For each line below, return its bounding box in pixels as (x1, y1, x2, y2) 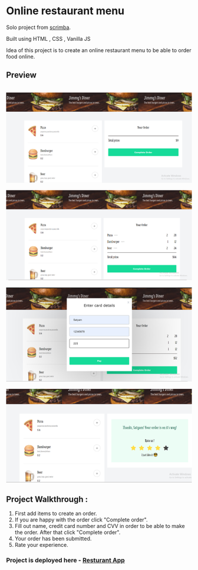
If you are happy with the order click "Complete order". (14, 516, 148, 523)
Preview (6, 70, 37, 80)
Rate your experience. (14, 542, 69, 548)
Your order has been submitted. (14, 535, 92, 542)
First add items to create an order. (14, 510, 97, 517)
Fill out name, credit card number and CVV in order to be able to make (14, 523, 185, 529)
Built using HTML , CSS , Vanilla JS (6, 35, 91, 42)
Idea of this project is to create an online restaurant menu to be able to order (6, 46, 192, 54)
